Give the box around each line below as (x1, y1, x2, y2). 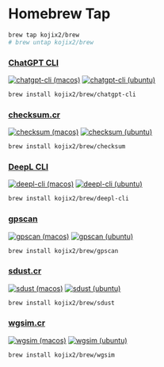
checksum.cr (8, 109, 61, 120)
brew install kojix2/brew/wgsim (8, 350, 115, 359)
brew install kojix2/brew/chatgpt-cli (8, 90, 136, 98)
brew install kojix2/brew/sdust (8, 299, 115, 307)
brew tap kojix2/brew (8, 31, 80, 39)
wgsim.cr (8, 318, 46, 329)
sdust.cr (8, 266, 42, 277)
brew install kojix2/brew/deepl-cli (8, 195, 129, 203)
